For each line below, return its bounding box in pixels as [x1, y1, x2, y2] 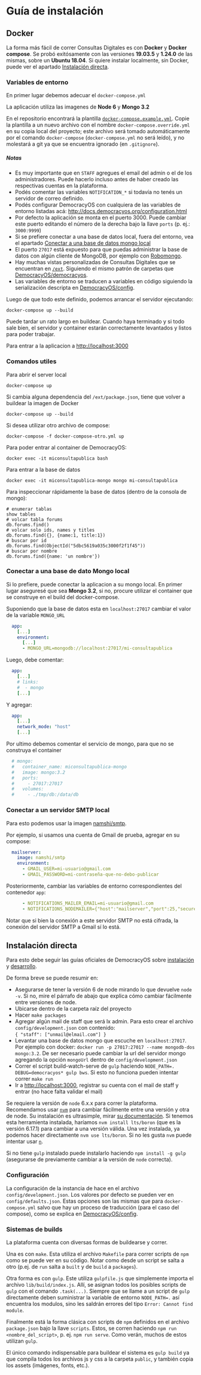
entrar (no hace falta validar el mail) [14, 1088, 103, 1095]
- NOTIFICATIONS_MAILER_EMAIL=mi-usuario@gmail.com [22, 900, 154, 906]
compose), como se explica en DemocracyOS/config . [6, 1210, 138, 1217]
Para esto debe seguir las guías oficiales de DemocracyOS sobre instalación [6, 956, 194, 964]
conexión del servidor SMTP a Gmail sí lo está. [6, 923, 121, 930]
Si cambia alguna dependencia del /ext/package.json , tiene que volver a [6, 393, 185, 400]
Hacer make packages [14, 1011, 67, 1018]
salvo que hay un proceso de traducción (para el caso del [36, 1203, 179, 1211]
